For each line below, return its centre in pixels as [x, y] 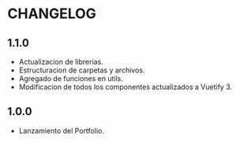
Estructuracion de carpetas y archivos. [82, 70]
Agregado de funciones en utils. [71, 78]
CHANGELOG [52, 14]
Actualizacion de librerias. [61, 62]
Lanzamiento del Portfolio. [61, 130]
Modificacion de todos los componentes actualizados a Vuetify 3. [126, 87]
